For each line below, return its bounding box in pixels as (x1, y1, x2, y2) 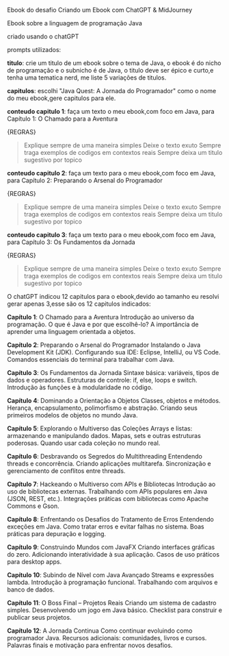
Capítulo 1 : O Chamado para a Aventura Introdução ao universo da (7, 313, 195, 321)
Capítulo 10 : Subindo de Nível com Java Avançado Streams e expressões (7, 571, 215, 579)
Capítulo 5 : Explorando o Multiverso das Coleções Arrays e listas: (7, 424, 193, 433)
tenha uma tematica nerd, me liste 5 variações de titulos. (7, 73, 167, 82)
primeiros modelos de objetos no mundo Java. (7, 411, 138, 419)
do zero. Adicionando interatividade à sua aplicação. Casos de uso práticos (7, 550, 220, 558)
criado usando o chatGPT (7, 32, 79, 40)
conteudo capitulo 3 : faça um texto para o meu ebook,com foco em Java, (7, 231, 216, 239)
